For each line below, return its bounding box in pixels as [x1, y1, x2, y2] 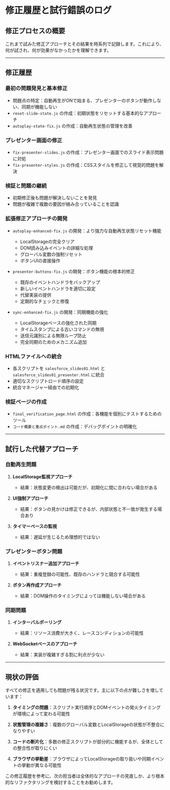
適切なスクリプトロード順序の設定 [12, 378, 84, 384]
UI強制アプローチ [12, 495, 49, 501]
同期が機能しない [21, 104, 57, 110]
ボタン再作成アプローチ [12, 582, 62, 588]
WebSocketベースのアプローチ [12, 641, 77, 647]
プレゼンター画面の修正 [5, 137, 62, 144]
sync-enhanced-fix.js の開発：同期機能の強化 [12, 309, 108, 315]
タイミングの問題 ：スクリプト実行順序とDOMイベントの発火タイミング [12, 705, 161, 711]
